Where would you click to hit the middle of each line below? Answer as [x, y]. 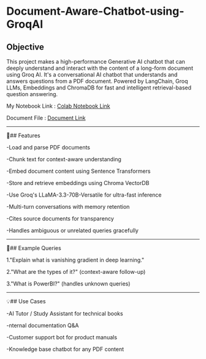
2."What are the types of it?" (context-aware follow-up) [76, 272]
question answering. [32, 94]
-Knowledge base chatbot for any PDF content [65, 349]
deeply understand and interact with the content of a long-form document [100, 68]
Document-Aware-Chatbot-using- [95, 11]
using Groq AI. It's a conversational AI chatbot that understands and [92, 74]
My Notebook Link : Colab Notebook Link [58, 106]
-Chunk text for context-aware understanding [64, 159]
